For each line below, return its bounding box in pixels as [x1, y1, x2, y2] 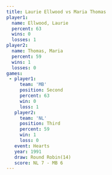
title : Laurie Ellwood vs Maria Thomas [6, 8, 107, 15]
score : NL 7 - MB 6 [14, 160, 63, 166]
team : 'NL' [19, 115, 47, 121]
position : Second [19, 87, 63, 93]
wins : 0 [11, 31, 31, 37]
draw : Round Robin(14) [14, 154, 71, 160]
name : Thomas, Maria [11, 48, 63, 54]
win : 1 [19, 132, 36, 138]
